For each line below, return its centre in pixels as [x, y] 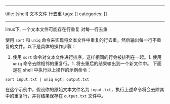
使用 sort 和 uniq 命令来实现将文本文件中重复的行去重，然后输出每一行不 [81, 40]
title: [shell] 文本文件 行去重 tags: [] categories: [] [56, 14]
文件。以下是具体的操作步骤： [45, 46]
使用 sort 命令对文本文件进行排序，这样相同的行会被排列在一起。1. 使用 [87, 57]
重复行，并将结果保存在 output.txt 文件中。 [60, 96]
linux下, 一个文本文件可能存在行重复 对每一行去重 [56, 29]
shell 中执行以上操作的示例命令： [57, 70]
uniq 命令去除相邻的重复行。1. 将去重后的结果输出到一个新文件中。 [82, 63]
